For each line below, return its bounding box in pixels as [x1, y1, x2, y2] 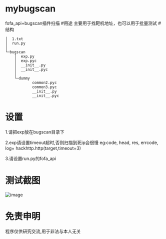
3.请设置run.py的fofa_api [5, 155, 56, 161]
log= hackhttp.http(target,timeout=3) [5, 145, 81, 151]
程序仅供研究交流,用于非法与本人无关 [5, 228, 81, 234]
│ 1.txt [5, 36, 23, 41]
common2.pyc [31, 80, 57, 85]
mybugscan [5, 3, 56, 14]
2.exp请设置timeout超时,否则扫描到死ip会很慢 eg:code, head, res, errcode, [5, 139, 158, 145]
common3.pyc [31, 84, 57, 89]
